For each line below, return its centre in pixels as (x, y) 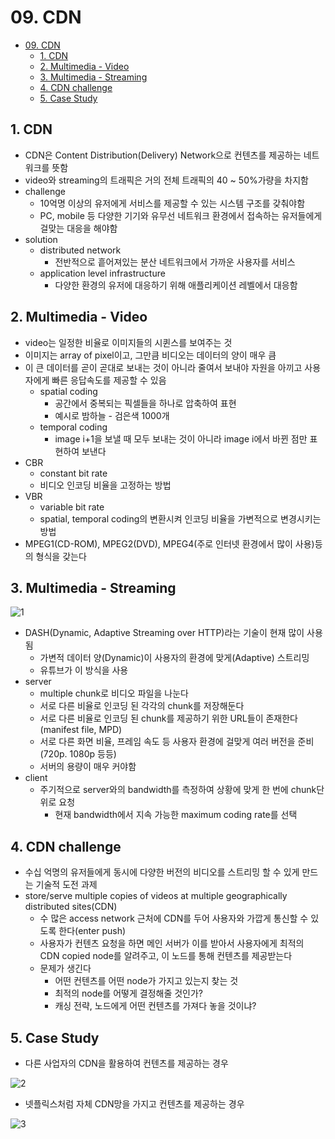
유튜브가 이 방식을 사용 (84, 670)
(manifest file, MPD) (81, 730)
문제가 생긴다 (65, 968)
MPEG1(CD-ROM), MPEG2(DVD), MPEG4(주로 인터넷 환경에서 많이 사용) (169, 543)
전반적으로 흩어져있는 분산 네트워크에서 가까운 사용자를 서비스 (175, 262)
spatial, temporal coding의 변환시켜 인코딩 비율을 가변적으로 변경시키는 (180, 518)
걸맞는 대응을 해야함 (78, 228)
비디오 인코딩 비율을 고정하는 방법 (105, 485)
